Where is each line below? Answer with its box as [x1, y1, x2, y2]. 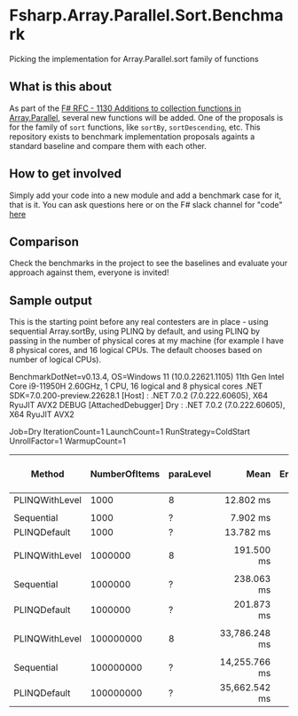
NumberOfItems [90, 468, 161, 480]
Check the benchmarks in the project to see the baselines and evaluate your [9, 258, 288, 269]
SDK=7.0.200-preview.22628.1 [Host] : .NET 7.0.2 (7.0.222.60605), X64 [9, 390, 269, 401]
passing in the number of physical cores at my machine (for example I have [9, 335, 284, 346]
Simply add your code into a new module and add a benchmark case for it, [9, 190, 282, 201]
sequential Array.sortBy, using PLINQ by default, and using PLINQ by [9, 326, 260, 337]
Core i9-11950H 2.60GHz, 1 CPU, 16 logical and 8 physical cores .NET [9, 381, 263, 391]
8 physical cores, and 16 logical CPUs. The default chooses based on [9, 345, 263, 356]
